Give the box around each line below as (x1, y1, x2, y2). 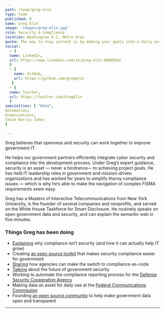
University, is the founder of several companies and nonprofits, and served (5, 201, 157, 207)
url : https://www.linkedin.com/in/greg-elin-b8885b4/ (9, 58, 122, 63)
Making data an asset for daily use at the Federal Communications (12, 282, 146, 288)
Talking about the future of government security (12, 266, 110, 272)
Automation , (5, 108, 29, 113)
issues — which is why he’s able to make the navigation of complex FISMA (5, 181, 156, 187)
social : (5, 44, 21, 49)
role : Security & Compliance (5, 30, 65, 35)
